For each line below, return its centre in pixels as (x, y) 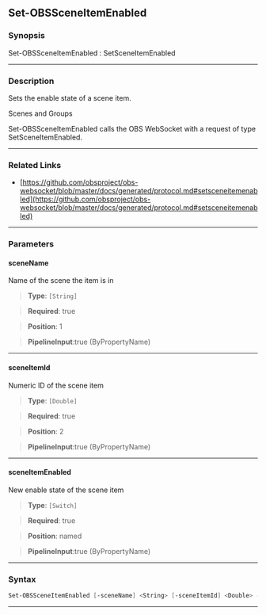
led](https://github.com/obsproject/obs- (85, 199)
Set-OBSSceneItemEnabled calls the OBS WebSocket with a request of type (132, 128)
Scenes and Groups (40, 113)
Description (31, 81)
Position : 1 (45, 327)
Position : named (55, 536)
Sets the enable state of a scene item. (70, 97)
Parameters (31, 244)
